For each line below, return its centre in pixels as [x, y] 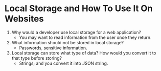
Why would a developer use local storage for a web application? [76, 32]
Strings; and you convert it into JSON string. [63, 63]
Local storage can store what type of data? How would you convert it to [84, 53]
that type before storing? [37, 58]
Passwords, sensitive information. [53, 48]
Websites [24, 19]
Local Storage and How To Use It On [79, 9]
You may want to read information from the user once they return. [85, 37]
